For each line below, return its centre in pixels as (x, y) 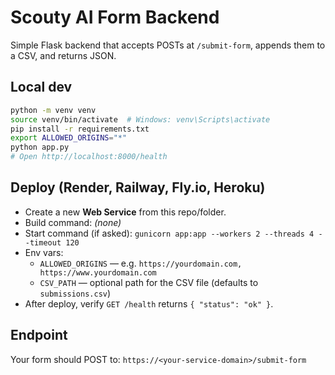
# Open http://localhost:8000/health (89, 157)
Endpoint (39, 335)
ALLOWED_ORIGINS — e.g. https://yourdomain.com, (141, 263)
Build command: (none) (73, 222)
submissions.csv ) (75, 293)
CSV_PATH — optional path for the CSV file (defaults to (149, 282)
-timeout (43, 242)
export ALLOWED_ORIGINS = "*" (69, 138)
